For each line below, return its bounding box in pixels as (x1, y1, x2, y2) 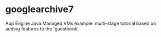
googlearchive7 (5, 4, 74, 15)
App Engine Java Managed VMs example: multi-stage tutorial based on (5, 20, 156, 26)
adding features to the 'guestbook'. (5, 25, 80, 31)
